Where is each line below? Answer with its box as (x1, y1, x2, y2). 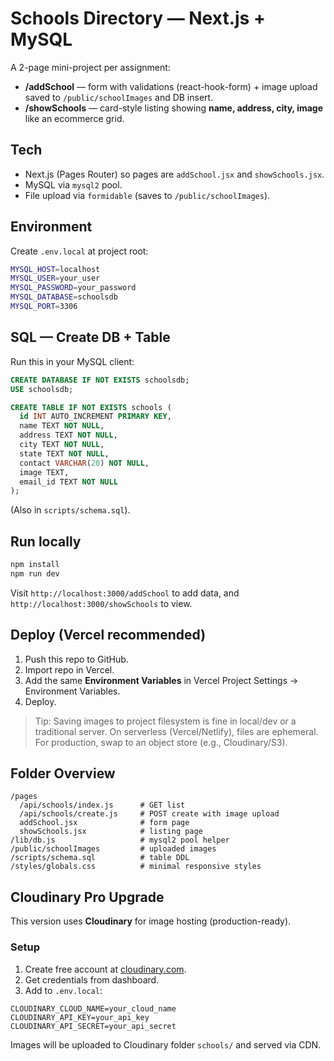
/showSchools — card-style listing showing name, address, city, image (24, 102, 324, 114)
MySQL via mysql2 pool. (24, 178, 123, 191)
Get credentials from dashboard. (24, 973, 160, 986)
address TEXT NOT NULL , (19, 430, 118, 441)
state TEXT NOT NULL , (19, 448, 110, 459)
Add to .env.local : (24, 984, 103, 996)
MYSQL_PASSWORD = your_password (10, 283, 137, 293)
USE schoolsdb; (10, 384, 74, 394)
